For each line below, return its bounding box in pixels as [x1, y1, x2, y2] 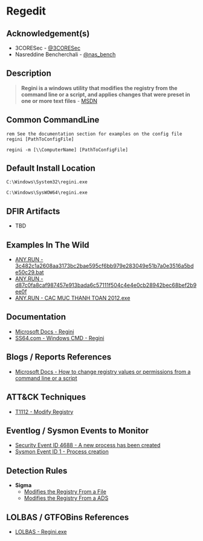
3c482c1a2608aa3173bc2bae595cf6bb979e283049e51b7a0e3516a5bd [14, 262, 194, 270]
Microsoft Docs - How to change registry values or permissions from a [14, 368, 191, 375]
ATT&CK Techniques [6, 392, 86, 402]
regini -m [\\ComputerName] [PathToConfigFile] [6, 146, 129, 152]
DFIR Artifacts [6, 206, 60, 216]
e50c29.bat [14, 269, 44, 276]
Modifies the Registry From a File [24, 488, 107, 496]
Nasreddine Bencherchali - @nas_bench [14, 51, 116, 58]
